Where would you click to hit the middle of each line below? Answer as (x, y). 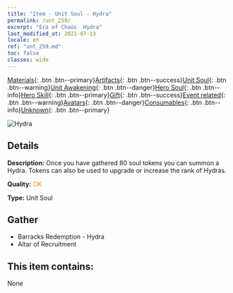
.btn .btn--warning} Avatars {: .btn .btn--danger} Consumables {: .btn (105, 102)
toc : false (23, 54)
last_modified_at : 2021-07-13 (52, 34)
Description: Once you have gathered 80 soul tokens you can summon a (113, 162)
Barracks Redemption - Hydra (61, 237)
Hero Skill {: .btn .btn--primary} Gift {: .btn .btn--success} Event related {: (123, 95)
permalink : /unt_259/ (39, 20)
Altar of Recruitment (47, 244)
